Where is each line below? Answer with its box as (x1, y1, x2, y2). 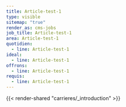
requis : (6, 73, 25, 79)
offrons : (6, 62, 28, 69)
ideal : (6, 52, 22, 58)
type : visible (6, 14, 41, 20)
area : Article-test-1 (6, 35, 59, 41)
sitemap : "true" (6, 19, 46, 25)
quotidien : (6, 41, 33, 47)
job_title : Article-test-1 (6, 30, 72, 36)
